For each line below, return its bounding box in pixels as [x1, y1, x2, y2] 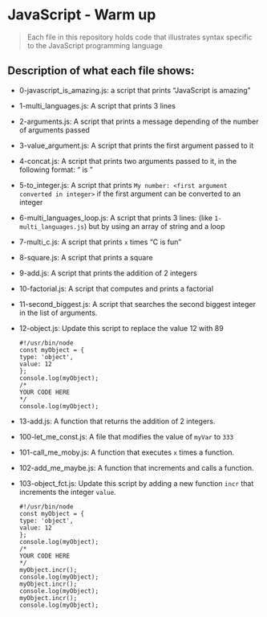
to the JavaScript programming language [26, 40, 164, 50]
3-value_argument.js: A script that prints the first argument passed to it [18, 141, 254, 150]
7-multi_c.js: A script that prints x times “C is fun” [18, 237, 182, 247]
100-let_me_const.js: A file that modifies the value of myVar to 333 [18, 431, 234, 441]
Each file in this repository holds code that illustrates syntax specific [26, 32, 253, 42]
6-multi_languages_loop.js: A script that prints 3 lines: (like [18, 213, 213, 223]
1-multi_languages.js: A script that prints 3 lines [18, 100, 176, 110]
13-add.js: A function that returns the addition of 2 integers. [18, 416, 216, 426]
